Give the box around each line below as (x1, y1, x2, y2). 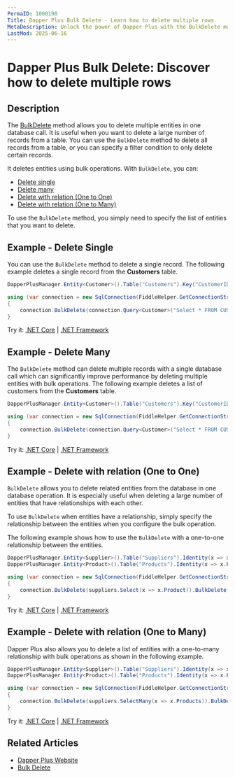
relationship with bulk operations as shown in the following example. (7, 652, 204, 660)
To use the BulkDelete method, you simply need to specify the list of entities (7, 214, 227, 222)
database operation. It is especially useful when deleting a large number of (7, 491, 223, 500)
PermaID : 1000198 (7, 10, 58, 17)
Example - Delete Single (7, 241, 114, 253)
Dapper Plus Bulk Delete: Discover (7, 60, 211, 76)
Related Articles (7, 737, 79, 749)
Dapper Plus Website (17, 756, 78, 764)
